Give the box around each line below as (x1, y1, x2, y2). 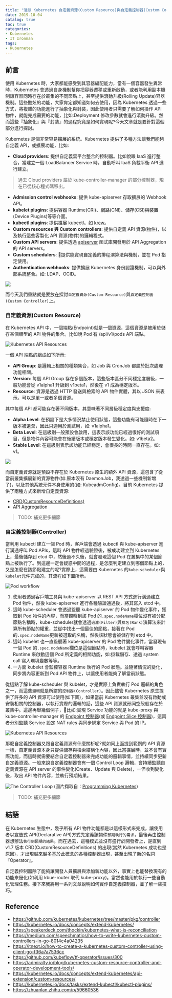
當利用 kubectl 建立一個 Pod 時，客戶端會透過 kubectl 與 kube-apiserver (5, 541, 158, 547)
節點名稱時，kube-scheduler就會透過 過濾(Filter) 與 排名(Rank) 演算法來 (12, 619, 161, 625)
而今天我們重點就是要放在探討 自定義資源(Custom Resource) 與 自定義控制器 (5, 291, 154, 297)
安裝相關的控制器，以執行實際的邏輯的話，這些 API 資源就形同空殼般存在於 (5, 701, 163, 707)
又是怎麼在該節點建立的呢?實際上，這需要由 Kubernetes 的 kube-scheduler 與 (5, 567, 165, 573)
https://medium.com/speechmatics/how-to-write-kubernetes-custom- (12, 932, 162, 938)
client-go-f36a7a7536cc (12, 948, 65, 954)
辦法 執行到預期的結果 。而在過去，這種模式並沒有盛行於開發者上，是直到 (14, 838, 162, 844)
